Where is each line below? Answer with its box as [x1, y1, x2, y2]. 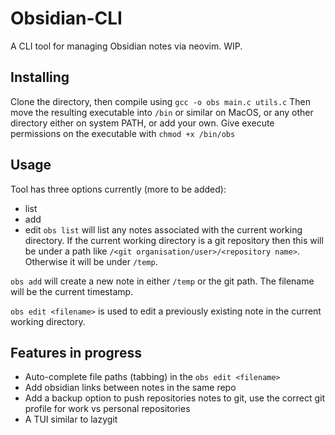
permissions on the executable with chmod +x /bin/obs [10, 127, 236, 139]
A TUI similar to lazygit [24, 413, 118, 426]
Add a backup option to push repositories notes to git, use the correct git [24, 392, 326, 404]
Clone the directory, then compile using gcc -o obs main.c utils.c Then [10, 95, 311, 107]
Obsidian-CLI [10, 7, 123, 30]
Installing [10, 69, 70, 86]
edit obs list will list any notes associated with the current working [24, 223, 303, 236]
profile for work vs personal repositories [24, 403, 191, 415]
